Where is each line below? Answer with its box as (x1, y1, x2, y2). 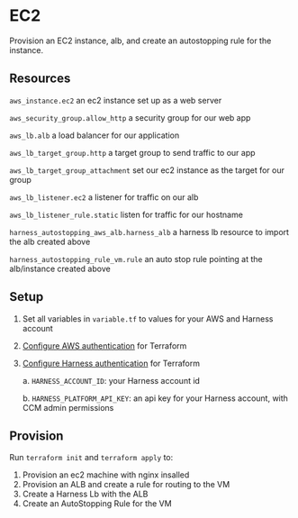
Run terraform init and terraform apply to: (9, 452, 174, 463)
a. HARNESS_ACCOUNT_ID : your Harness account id (22, 375, 201, 386)
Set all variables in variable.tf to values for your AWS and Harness (22, 313, 274, 324)
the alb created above (9, 236, 91, 247)
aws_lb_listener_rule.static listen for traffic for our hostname (9, 209, 243, 220)
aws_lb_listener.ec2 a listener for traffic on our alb (9, 191, 199, 203)
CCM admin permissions (22, 402, 114, 413)
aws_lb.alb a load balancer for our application (9, 130, 180, 141)
